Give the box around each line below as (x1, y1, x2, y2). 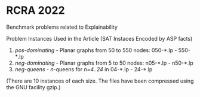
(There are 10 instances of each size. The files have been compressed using (6, 77, 194, 84)
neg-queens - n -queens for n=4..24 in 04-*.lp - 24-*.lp (14, 65, 153, 72)
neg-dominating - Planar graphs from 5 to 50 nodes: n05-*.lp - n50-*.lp (14, 59, 194, 66)
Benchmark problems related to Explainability (6, 23, 118, 31)
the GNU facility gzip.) (6, 83, 61, 90)
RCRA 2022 (6, 4, 65, 17)
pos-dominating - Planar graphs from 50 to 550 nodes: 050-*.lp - (14, 46, 177, 54)
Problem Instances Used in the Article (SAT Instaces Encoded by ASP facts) (6, 35, 193, 42)
